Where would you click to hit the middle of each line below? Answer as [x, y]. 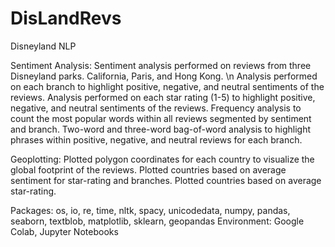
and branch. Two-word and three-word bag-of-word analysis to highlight [160, 129]
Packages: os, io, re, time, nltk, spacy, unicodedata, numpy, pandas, [150, 210]
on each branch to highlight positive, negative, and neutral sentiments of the [167, 86]
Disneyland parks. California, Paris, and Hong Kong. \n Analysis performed [164, 76]
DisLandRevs [66, 18]
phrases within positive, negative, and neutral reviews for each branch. [156, 139]
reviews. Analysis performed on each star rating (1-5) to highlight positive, [163, 97]
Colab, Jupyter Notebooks [64, 231]
